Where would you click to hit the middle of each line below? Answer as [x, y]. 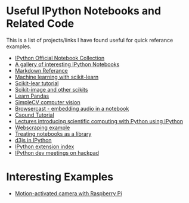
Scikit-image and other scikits [51, 89]
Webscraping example [42, 127]
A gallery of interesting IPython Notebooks [67, 64]
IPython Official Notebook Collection [60, 58]
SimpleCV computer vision [47, 102]
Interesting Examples [60, 177]
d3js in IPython [33, 140]
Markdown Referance [41, 70]
